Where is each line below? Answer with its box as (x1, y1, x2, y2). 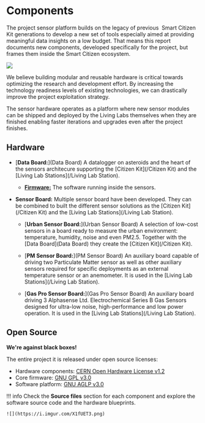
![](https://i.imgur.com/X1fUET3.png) (6, 411, 105, 417)
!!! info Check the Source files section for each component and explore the (6, 392, 196, 400)
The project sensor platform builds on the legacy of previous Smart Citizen (6, 24, 196, 31)
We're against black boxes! (6, 343, 77, 351)
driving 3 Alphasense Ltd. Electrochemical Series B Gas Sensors (24, 296, 187, 304)
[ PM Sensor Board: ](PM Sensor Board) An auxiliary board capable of (24, 252, 199, 259)
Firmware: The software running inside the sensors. (24, 184, 156, 191)
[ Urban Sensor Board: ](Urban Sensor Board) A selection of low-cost (24, 220, 198, 228)
